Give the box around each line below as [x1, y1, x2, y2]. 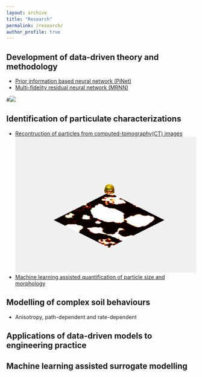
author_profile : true [6, 29, 61, 35]
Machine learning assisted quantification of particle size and [14, 274, 165, 281]
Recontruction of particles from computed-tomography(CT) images [14, 130, 183, 137]
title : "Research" [6, 16, 52, 22]
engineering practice [6, 340, 87, 350]
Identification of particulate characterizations [6, 114, 181, 124]
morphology [14, 280, 46, 287]
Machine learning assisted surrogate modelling [6, 361, 188, 371]
